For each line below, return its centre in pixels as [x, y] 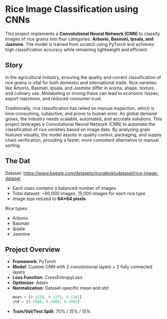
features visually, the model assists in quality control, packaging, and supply [83, 135]
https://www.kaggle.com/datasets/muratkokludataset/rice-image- [91, 173]
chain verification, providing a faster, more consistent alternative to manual [82, 140]
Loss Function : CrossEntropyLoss [47, 278]
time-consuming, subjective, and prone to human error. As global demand [81, 113]
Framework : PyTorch [34, 262]
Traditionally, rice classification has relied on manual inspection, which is [80, 108]
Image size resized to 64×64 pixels [49, 199]
